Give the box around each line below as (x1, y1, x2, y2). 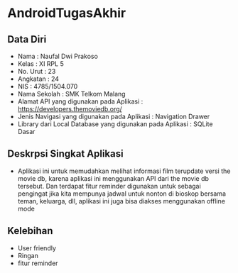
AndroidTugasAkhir (7, 5, 126, 21)
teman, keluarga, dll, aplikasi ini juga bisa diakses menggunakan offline (17, 196, 226, 205)
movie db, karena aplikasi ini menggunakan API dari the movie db (17, 174, 210, 182)
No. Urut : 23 (17, 67, 56, 75)
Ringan (17, 251, 39, 260)
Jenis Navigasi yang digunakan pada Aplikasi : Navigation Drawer (17, 112, 210, 121)
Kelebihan (7, 225, 53, 237)
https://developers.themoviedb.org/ (17, 105, 122, 113)
